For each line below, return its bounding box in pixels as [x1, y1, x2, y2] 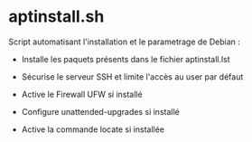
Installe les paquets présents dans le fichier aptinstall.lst [21, 53, 231, 64]
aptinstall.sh [8, 6, 105, 27]
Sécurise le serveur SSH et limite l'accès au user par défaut [21, 71, 244, 82]
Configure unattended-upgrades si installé [21, 106, 180, 117]
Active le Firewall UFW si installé [21, 89, 143, 99]
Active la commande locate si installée [21, 124, 164, 135]
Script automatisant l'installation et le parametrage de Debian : [8, 36, 241, 47]
